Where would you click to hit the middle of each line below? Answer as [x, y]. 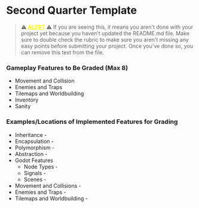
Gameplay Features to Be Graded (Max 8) [67, 68]
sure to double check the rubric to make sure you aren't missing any [105, 39]
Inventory [27, 100]
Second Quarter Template [72, 10]
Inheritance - [31, 134]
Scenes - [35, 179]
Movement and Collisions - [48, 185]
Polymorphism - [35, 148]
